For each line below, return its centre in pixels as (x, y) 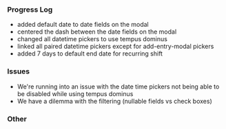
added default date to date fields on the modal (83, 25)
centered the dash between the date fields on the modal (97, 32)
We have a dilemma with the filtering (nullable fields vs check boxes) (114, 101)
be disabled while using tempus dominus (75, 93)
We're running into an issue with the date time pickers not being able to (118, 86)
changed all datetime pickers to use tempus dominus (92, 39)
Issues (19, 71)
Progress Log (30, 10)
